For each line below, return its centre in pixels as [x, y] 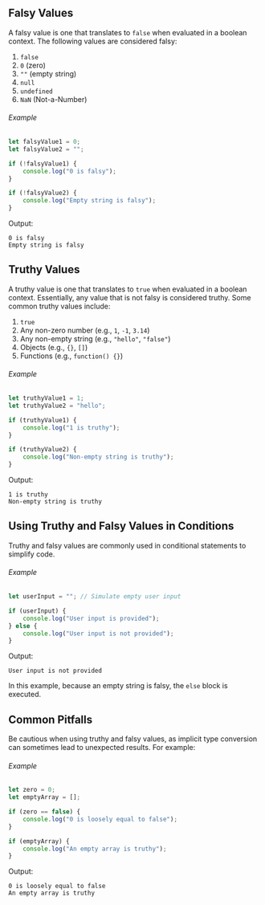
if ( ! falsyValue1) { [43, 164]
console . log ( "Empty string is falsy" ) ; [90, 201]
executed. [25, 695]
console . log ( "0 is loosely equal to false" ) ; [100, 819]
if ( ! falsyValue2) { [43, 193]
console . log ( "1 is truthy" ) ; [71, 428]
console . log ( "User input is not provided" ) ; [98, 634]
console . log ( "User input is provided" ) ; [91, 618]
